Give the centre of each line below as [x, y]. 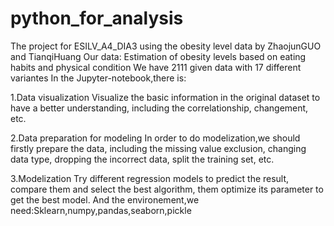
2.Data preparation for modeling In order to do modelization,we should [155, 138]
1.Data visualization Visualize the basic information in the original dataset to [165, 97]
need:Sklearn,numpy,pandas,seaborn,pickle [101, 210]
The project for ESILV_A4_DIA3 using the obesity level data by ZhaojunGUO [166, 46]
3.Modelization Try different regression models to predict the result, [150, 178]
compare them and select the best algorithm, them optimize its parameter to [167, 189]
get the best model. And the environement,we [105, 199]
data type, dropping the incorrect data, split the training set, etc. [142, 159]
